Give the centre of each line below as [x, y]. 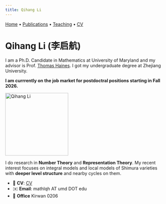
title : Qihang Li [23, 10]
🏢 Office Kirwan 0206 [35, 195]
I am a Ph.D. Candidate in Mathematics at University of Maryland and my [80, 60]
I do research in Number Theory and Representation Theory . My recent [80, 162]
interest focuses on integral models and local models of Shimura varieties [81, 168]
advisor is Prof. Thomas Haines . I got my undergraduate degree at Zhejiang [83, 65]
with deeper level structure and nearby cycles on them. [63, 173]
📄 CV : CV [22, 183]
